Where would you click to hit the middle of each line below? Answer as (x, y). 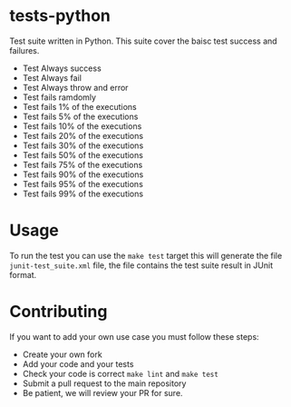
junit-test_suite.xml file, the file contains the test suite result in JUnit (141, 265)
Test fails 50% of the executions (82, 154)
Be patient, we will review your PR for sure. (102, 392)
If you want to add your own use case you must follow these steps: (135, 336)
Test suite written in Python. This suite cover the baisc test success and (144, 41)
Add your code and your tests (78, 363)
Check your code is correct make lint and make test (121, 373)
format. (23, 274)
